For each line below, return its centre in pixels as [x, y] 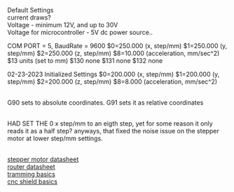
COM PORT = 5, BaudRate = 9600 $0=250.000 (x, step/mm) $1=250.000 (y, [117, 46]
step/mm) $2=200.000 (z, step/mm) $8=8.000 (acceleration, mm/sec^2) [112, 82]
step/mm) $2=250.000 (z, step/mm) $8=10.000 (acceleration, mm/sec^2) [113, 53]
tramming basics [32, 174]
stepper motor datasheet [43, 159]
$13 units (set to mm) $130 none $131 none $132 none [85, 61]
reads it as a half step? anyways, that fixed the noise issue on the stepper [113, 131]
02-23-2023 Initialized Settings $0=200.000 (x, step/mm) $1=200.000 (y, [113, 74]
